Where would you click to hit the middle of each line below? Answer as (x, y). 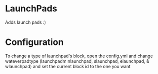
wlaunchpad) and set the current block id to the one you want (68, 66)
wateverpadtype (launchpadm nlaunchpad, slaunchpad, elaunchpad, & (77, 61)
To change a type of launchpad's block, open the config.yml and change (79, 56)
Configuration (35, 42)
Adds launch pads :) (25, 22)
